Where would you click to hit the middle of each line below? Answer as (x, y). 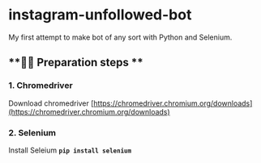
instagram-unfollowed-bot (100, 15)
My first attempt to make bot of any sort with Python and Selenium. (120, 37)
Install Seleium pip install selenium (70, 150)
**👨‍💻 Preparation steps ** (76, 63)
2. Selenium (32, 132)
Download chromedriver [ (51, 103)
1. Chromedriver (41, 86)
